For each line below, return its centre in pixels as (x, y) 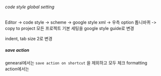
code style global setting (30, 7)
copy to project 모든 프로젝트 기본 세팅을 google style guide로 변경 (70, 29)
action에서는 (17, 69)
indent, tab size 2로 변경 (29, 39)
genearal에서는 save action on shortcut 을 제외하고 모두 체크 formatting (76, 63)
